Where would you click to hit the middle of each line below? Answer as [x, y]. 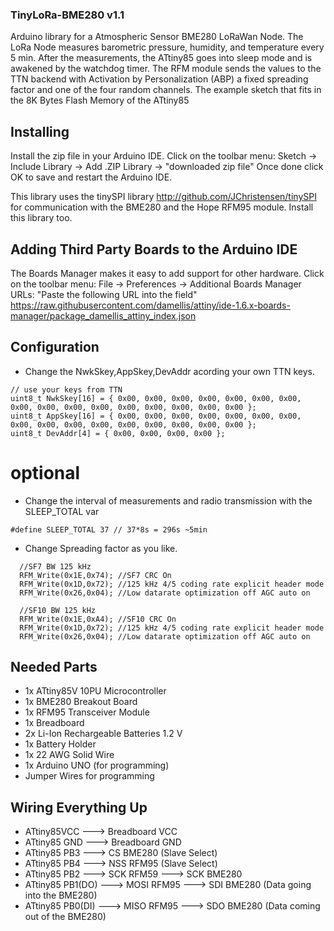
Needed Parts [54, 667]
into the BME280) [61, 895]
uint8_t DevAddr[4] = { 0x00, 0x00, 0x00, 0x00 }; [118, 433]
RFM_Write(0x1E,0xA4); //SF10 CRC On [98, 619]
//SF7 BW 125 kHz [55, 566]
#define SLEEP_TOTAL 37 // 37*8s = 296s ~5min [109, 529]
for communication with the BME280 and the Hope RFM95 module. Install [162, 207]
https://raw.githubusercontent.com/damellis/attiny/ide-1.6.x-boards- [150, 305]
